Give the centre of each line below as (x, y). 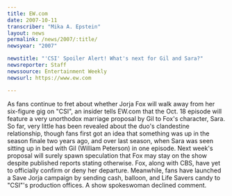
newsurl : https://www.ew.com (49, 78)
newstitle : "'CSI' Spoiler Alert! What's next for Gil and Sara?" (105, 59)
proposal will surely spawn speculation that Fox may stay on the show (107, 155)
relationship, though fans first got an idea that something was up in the (108, 133)
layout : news (26, 33)
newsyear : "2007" (32, 46)
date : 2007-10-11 (32, 20)
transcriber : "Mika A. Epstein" (54, 26)
